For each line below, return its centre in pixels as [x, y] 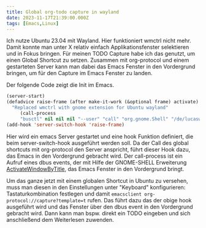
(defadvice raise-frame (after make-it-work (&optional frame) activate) [103, 102]
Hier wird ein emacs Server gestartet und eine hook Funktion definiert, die [100, 136]
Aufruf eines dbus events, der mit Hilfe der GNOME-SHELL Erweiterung [97, 162]
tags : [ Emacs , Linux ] [33, 23]
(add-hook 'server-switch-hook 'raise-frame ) [65, 125]
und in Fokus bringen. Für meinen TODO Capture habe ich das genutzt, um [101, 54]
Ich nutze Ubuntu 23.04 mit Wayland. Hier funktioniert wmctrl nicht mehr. [99, 41]
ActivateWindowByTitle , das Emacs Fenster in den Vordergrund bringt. [95, 169]
